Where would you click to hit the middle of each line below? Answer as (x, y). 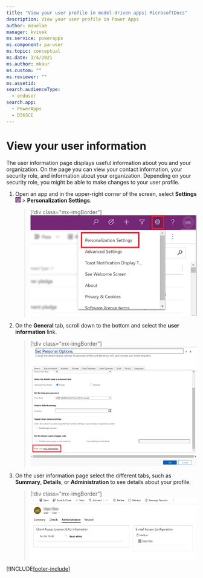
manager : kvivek (27, 32)
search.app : (21, 102)
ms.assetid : (21, 83)
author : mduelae (27, 25)
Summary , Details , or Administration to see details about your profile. (103, 482)
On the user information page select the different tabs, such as (93, 476)
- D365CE (23, 115)
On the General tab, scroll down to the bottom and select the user (97, 326)
